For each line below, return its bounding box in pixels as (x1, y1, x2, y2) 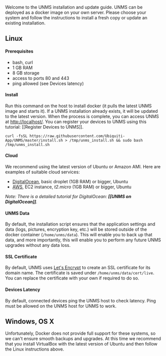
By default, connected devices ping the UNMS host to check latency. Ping (5, 297, 156, 303)
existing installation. (5, 20, 46, 26)
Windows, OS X (5, 317, 55, 326)
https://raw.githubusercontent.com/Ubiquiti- (29, 134, 125, 139)
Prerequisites (5, 48, 34, 54)
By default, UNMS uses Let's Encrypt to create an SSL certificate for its (5, 265, 151, 271)
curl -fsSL (5, 134, 28, 139)
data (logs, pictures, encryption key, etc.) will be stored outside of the (5, 226, 147, 232)
